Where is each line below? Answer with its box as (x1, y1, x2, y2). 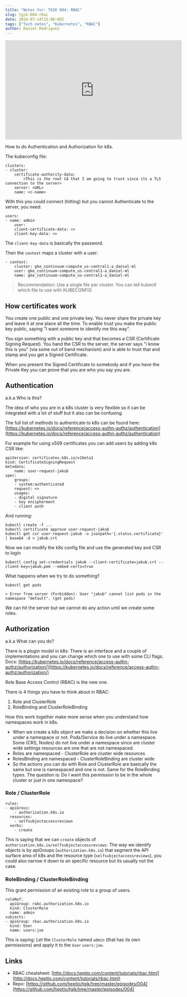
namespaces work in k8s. (5, 719, 59, 725)
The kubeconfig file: (5, 153, 47, 159)
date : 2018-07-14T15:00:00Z (5, 17, 65, 22)
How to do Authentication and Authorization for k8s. (5, 144, 113, 150)
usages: (14, 490, 30, 496)
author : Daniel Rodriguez (5, 26, 59, 31)
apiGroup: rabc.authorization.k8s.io (10, 901, 89, 907)
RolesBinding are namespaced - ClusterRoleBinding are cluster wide (12, 755, 155, 761)
